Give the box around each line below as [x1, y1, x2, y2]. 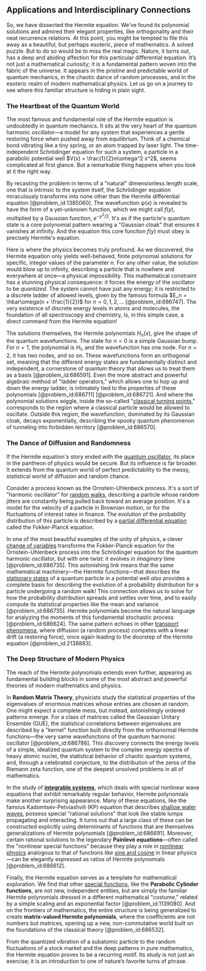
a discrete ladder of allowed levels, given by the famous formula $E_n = [6, 291, 187, 299]
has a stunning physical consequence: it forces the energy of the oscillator [6, 278, 195, 286]
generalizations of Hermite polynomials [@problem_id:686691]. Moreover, [6, 829, 193, 837]
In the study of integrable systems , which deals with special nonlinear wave [6, 783, 200, 791]
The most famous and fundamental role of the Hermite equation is [6, 116, 174, 123]
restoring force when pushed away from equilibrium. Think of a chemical [6, 135, 190, 143]
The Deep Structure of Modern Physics [6, 654, 125, 663]
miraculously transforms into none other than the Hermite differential [6, 193, 180, 200]
